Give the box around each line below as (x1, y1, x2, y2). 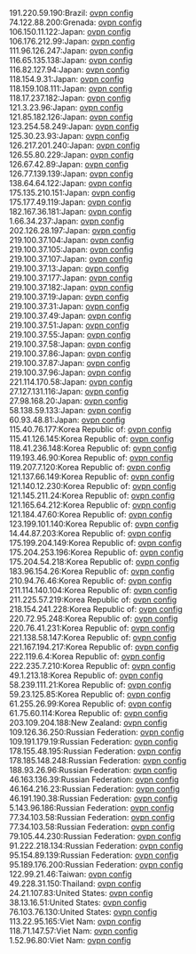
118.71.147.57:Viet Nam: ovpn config (9, 925, 138, 936)
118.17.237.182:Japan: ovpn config (9, 93, 131, 103)
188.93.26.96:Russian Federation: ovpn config (9, 765, 177, 775)
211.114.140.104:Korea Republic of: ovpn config (9, 585, 177, 595)
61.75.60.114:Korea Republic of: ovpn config (9, 708, 169, 718)
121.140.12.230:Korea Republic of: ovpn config (9, 481, 176, 491)
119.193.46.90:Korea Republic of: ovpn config (9, 453, 174, 462)
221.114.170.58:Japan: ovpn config (9, 377, 133, 387)
